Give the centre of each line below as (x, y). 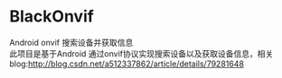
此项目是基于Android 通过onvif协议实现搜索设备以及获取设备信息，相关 (141, 53)
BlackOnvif (52, 17)
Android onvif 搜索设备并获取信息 (71, 42)
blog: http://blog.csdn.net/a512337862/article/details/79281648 (127, 64)
